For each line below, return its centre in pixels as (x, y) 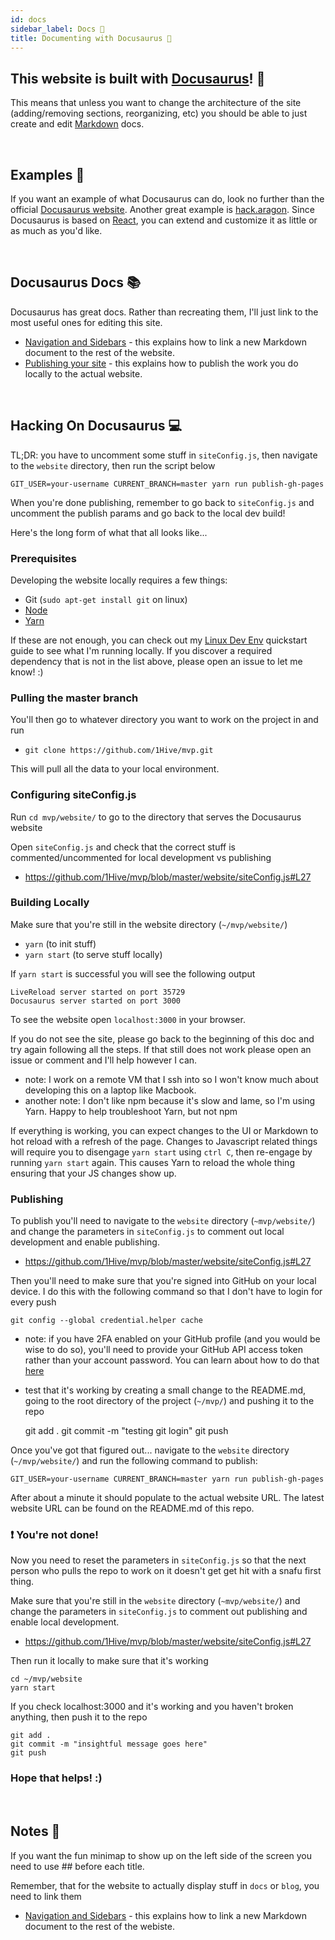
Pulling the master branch (74, 698)
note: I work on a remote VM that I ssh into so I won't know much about (171, 1079)
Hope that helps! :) (56, 1778)
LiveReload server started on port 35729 (98, 992)
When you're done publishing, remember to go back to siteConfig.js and (162, 502)
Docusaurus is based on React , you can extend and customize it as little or (164, 220)
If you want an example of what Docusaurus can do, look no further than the (167, 199)
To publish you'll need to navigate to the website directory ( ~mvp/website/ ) (163, 1221)
